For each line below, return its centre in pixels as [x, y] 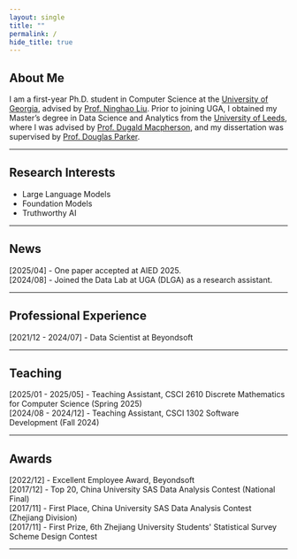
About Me [37, 77]
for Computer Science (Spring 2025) [76, 404]
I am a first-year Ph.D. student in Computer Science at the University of [139, 99]
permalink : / [33, 34]
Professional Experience [78, 316]
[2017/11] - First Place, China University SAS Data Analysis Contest [130, 509]
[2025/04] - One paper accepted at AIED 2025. [95, 270]
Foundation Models [57, 203]
